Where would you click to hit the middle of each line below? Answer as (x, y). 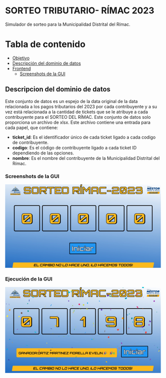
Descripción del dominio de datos (46, 63)
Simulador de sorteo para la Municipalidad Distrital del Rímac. (68, 24)
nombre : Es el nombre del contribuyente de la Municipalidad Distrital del (86, 158)
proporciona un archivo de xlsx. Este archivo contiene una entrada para (78, 122)
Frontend (21, 68)
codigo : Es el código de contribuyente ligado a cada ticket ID (74, 147)
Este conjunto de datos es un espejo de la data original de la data (72, 101)
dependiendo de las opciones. (43, 153)
